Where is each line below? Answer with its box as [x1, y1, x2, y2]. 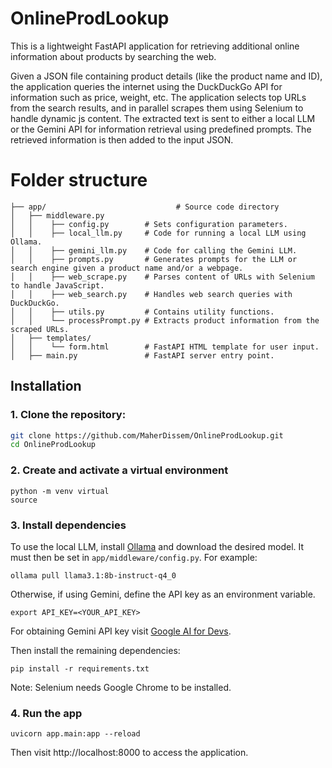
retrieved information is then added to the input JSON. [10, 133, 234, 146]
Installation [10, 378, 82, 395]
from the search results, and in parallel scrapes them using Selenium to [10, 102, 304, 114]
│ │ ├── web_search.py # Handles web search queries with [10, 289, 293, 299]
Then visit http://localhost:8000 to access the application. [10, 747, 249, 759]
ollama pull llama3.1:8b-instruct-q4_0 [10, 570, 177, 581]
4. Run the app [10, 706, 83, 720]
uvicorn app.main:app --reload [10, 729, 141, 739]
